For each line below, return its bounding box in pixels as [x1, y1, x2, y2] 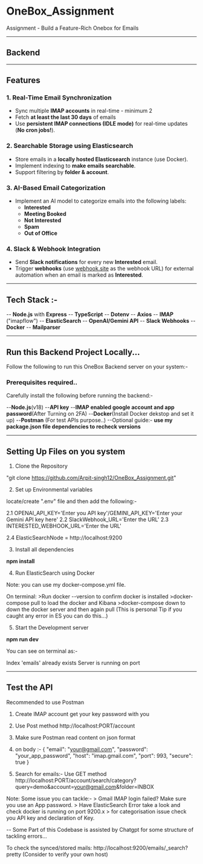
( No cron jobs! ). [14, 126, 56, 134]
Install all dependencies [14, 546, 74, 553]
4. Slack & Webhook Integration [6, 245, 101, 253]
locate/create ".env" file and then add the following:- [6, 498, 137, 505]
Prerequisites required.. [6, 378, 77, 386]
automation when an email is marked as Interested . [14, 271, 143, 278]
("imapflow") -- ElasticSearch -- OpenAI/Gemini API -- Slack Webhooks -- [6, 317, 196, 325]
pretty [6, 851, 22, 858]
